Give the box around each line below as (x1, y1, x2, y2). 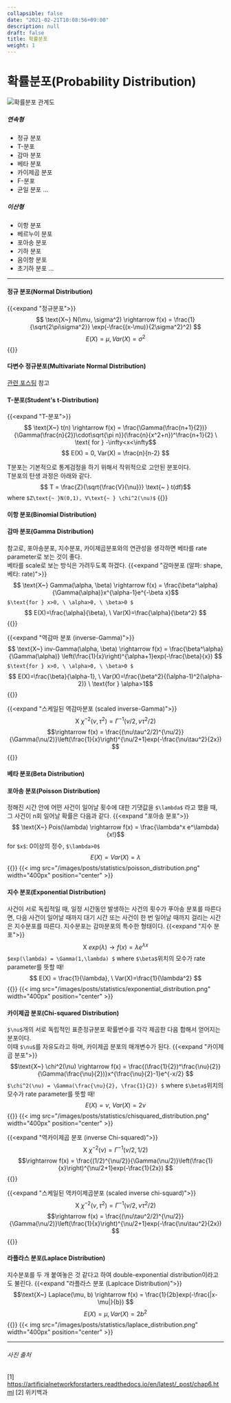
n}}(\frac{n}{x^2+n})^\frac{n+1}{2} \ (115, 431, 218, 439)
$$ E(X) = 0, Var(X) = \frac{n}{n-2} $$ (61, 449, 170, 457)
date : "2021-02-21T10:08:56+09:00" (7, 17, 109, 23)
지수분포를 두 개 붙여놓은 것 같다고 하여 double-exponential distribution (7, 1270, 202, 1278)
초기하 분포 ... (16, 264, 54, 272)
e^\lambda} (186, 823, 220, 831)
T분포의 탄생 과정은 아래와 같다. (7, 472, 92, 480)
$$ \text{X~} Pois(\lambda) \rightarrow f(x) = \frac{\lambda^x (11, 823, 186, 831)
